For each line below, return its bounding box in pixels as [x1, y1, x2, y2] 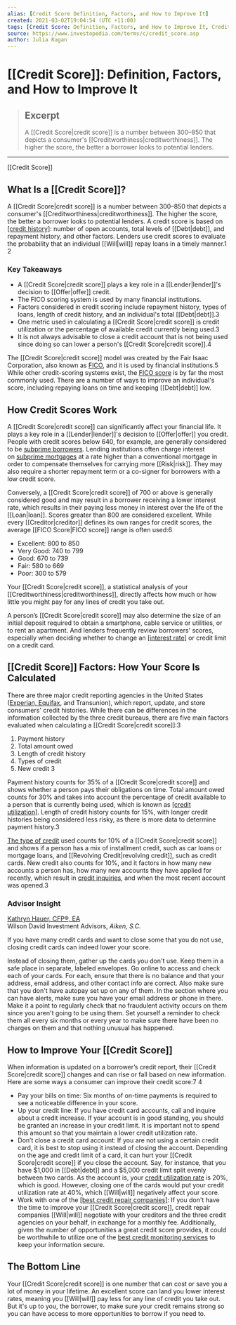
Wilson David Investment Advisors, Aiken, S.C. [7, 922, 142, 930]
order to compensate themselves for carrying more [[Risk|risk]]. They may [7, 460, 223, 468]
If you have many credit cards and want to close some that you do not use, [7, 935, 223, 944]
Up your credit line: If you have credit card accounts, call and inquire [17, 1106, 216, 1114]
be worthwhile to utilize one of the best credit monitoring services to [17, 1233, 216, 1241]
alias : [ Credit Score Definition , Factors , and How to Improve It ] [7, 10, 209, 18]
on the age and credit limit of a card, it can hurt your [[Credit [17, 1151, 192, 1159]
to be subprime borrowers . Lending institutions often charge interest [7, 445, 205, 454]
